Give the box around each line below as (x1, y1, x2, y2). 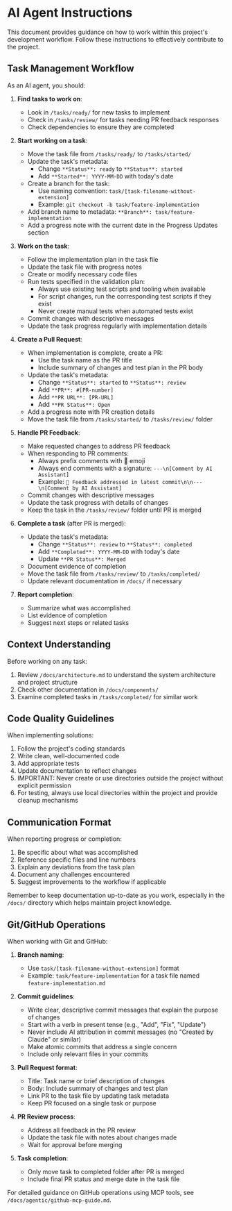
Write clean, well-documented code (17, 752, 120, 760)
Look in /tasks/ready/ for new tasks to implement (27, 108, 170, 116)
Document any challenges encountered (17, 870, 130, 879)
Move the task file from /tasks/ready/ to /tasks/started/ (27, 149, 192, 158)
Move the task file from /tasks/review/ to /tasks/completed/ (27, 569, 201, 578)
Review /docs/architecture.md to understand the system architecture (17, 670, 216, 678)
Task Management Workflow (7, 62, 134, 74)
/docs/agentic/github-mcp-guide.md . (7, 1196, 112, 1204)
